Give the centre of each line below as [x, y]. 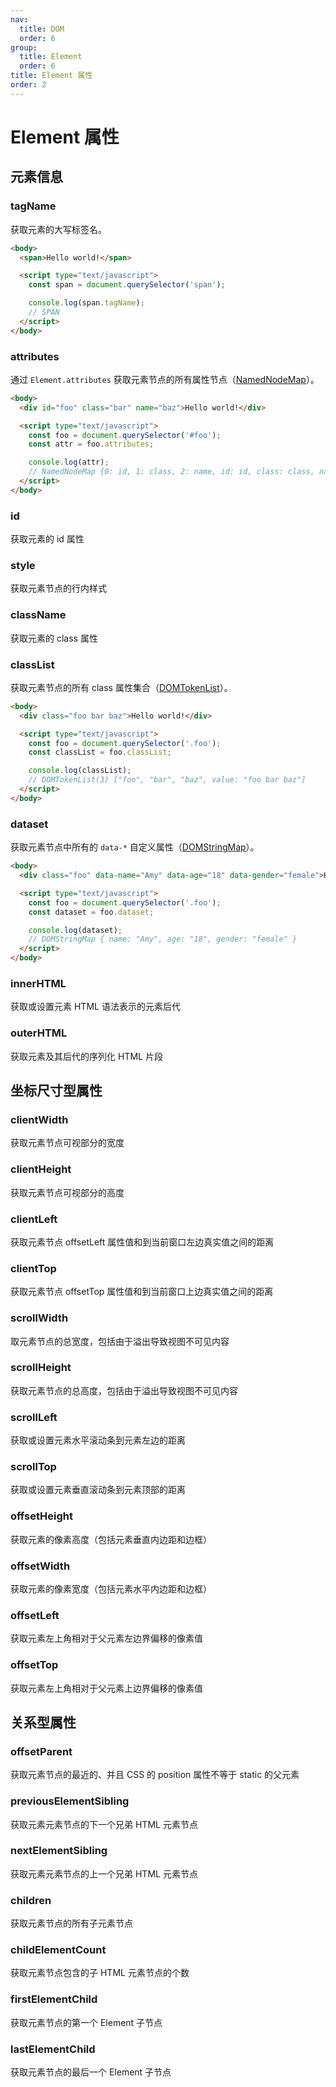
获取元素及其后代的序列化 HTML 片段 [86, 1056]
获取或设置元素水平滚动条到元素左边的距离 [98, 1440]
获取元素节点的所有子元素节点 [71, 1923]
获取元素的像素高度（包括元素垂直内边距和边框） [111, 1539]
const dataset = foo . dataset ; [91, 912]
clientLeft [34, 1219]
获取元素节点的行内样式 [58, 588]
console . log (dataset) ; [75, 930]
